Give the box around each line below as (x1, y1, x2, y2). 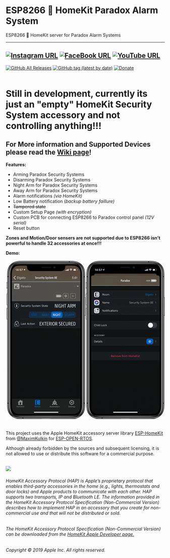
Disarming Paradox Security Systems (13, 176, 91, 182)
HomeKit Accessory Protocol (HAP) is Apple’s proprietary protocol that (6, 478, 153, 484)
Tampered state (13, 203, 46, 209)
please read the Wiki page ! (6, 148, 92, 157)
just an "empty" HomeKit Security (6, 99, 152, 110)
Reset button (13, 225, 40, 231)
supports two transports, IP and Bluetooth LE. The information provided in (6, 494, 160, 500)
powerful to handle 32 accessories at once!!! (6, 240, 102, 246)
